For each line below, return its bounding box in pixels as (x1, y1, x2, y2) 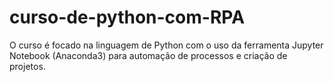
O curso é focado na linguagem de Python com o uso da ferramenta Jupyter (9, 39, 324, 51)
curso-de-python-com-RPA (9, 6, 246, 29)
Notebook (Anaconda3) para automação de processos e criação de (9, 49, 288, 61)
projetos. (9, 60, 46, 72)
